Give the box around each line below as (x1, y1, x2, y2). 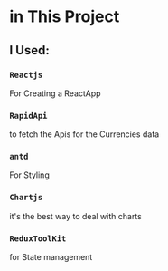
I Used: (9, 43, 50, 58)
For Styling (9, 169, 50, 180)
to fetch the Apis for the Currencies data (9, 129, 160, 140)
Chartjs (9, 192, 43, 203)
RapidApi (9, 111, 48, 121)
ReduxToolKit (9, 233, 67, 244)
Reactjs (9, 70, 43, 80)
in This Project (9, 6, 120, 27)
